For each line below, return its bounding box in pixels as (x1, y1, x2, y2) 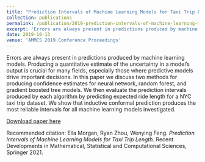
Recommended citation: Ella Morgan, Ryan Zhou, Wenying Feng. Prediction (6, 129, 195, 136)
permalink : (6, 20, 34, 26)
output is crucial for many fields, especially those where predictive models (6, 67, 193, 74)
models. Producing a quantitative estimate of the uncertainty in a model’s (6, 60, 190, 68)
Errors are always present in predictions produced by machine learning (6, 54, 185, 61)
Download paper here (6, 118, 61, 125)
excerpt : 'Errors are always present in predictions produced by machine (6, 26, 198, 32)
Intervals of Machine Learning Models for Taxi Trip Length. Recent (6, 136, 174, 143)
